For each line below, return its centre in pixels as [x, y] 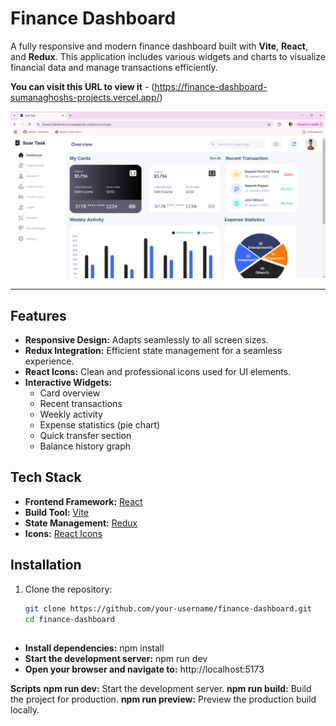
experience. [49, 361]
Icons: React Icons [63, 533]
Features [38, 315]
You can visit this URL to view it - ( [82, 86]
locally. [25, 709]
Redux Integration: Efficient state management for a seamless [153, 350]
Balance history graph [85, 446]
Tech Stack [46, 477]
